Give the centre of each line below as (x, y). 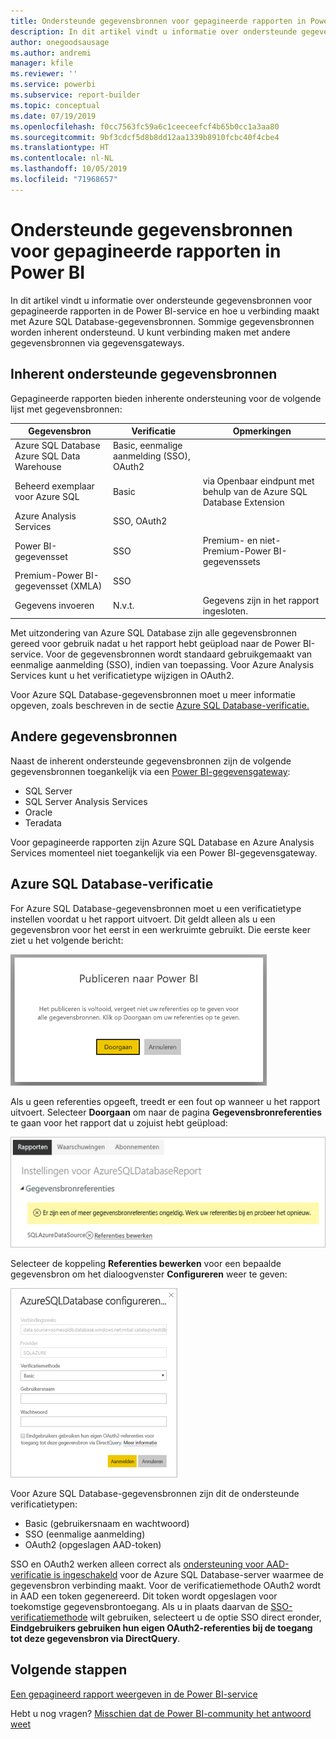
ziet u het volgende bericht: (67, 940)
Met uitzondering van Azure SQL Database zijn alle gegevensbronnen (153, 633)
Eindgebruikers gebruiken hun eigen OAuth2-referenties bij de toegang (161, 1627)
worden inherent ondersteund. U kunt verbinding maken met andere (150, 332)
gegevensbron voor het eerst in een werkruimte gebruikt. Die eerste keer (160, 929)
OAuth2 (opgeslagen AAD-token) (93, 1544)
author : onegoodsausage (60, 42)
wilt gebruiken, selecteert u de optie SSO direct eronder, (205, 1617)
